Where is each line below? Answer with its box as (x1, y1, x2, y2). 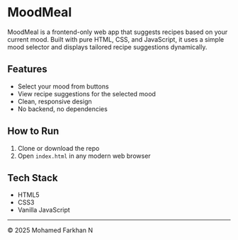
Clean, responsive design (17, 97, 92, 105)
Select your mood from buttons (17, 82, 109, 91)
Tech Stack (7, 171, 58, 184)
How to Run (7, 125, 59, 137)
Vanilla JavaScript (17, 206, 71, 215)
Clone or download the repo (17, 144, 100, 152)
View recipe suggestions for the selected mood (17, 89, 156, 98)
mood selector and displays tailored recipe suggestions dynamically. (7, 42, 208, 51)
